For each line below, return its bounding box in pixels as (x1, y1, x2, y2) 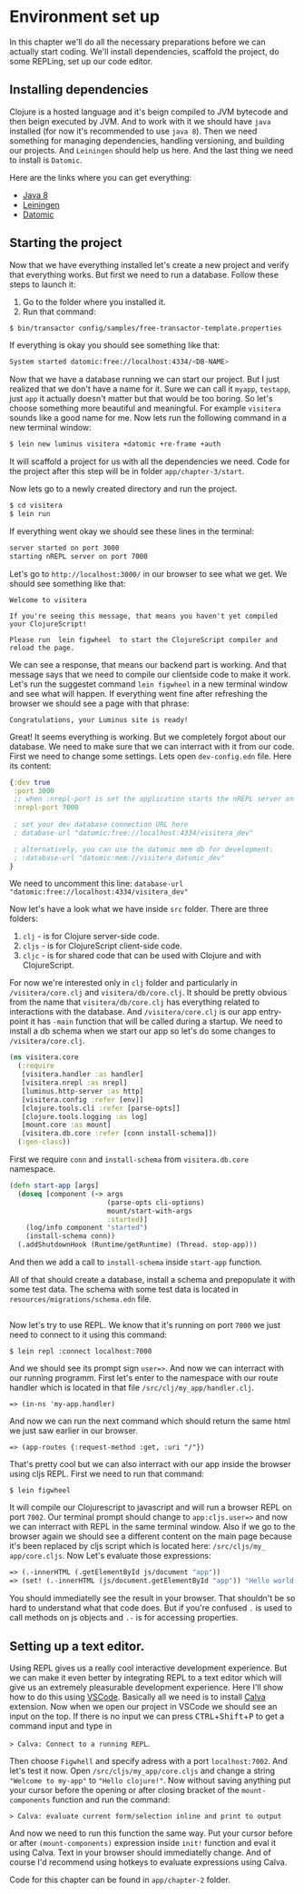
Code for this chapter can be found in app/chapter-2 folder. (9, 1874, 231, 1886)
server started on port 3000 (9, 543, 120, 552)
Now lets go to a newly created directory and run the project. (9, 483, 238, 494)
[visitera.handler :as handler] (21, 1070, 144, 1079)
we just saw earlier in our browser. (9, 1425, 138, 1436)
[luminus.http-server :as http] (21, 1086, 144, 1096)
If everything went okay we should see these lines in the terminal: (9, 525, 254, 537)
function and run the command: (52, 1794, 171, 1805)
